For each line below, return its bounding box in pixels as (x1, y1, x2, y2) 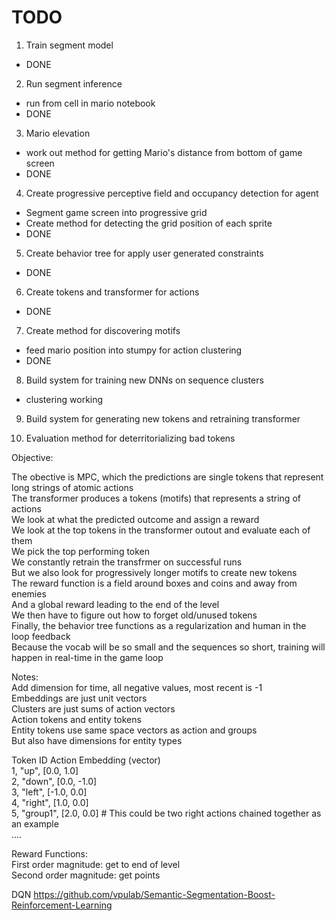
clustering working (25, 393, 104, 405)
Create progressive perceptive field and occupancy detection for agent (25, 187, 319, 199)
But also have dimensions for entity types (11, 734, 183, 746)
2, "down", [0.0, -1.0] (11, 775, 98, 787)
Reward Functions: (11, 847, 88, 860)
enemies (11, 587, 47, 600)
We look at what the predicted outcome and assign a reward (11, 513, 260, 525)
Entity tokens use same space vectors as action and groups (11, 724, 258, 736)
